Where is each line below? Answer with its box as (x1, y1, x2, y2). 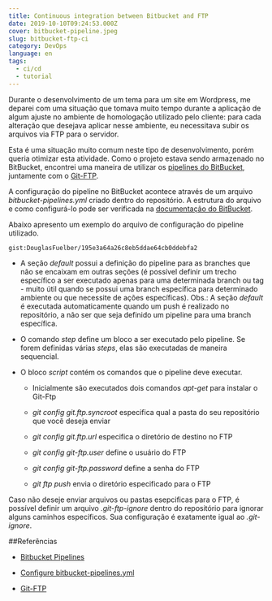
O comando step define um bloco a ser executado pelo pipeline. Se (19, 334, 246, 344)
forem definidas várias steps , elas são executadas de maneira (19, 343, 227, 352)
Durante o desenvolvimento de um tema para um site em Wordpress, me (8, 94, 251, 104)
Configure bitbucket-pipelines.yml (19, 568, 135, 577)
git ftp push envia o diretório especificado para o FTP (32, 478, 211, 488)
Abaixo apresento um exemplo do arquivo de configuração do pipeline (8, 219, 244, 229)
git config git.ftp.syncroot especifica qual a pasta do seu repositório (32, 407, 260, 417)
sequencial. (19, 351, 59, 361)
